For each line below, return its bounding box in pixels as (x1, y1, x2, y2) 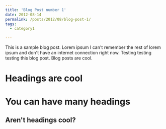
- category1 (10, 26, 35, 31)
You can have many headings (5, 96, 131, 107)
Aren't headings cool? (5, 115, 76, 124)
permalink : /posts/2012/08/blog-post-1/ (5, 17, 92, 22)
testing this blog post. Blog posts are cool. (5, 55, 93, 61)
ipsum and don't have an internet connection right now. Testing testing (5, 50, 152, 56)
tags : (5, 21, 17, 27)
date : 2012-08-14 (5, 12, 42, 17)
